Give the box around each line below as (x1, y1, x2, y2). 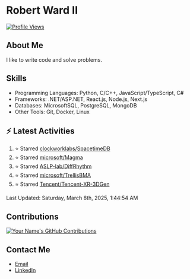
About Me (6, 40, 43, 50)
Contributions (6, 211, 59, 221)
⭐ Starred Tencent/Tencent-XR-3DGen (14, 180, 110, 188)
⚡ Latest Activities (6, 126, 75, 136)
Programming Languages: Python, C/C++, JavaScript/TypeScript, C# (14, 89, 184, 96)
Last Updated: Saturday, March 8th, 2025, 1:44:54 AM (6, 194, 138, 202)
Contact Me (6, 245, 50, 255)
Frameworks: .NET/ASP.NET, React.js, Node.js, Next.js (14, 96, 148, 103)
